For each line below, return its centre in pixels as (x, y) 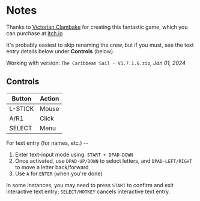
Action (50, 98)
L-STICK (22, 108)
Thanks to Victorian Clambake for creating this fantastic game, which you (97, 27)
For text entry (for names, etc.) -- (47, 143)
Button (22, 98)
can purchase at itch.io (35, 33)
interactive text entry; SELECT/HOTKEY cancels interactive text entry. (88, 191)
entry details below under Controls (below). (61, 51)
